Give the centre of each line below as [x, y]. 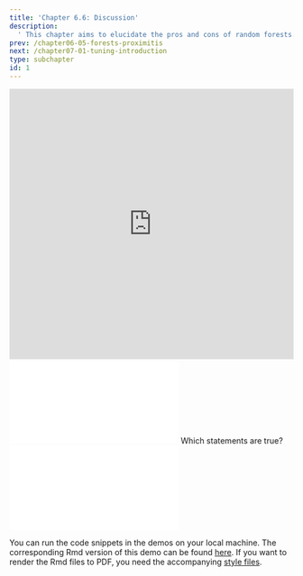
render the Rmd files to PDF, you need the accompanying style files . [136, 562]
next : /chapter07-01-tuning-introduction [88, 51]
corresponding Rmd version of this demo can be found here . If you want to [148, 552]
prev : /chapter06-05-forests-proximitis [87, 43]
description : [34, 26]
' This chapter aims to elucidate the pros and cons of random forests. [157, 34]
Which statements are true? [232, 440]
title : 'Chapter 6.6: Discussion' [74, 18]
